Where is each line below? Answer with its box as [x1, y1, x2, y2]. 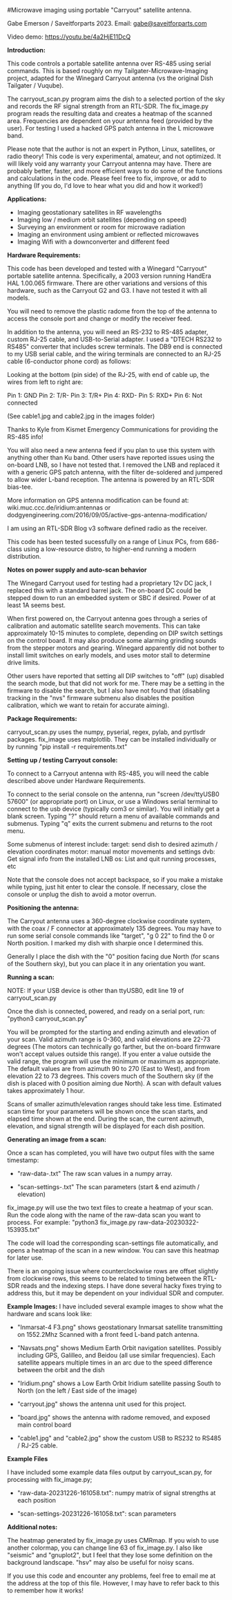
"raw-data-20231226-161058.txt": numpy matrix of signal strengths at [17, 1489, 216, 1497]
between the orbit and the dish [17, 1366, 105, 1374]
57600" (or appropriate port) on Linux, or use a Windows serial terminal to [7, 798, 218, 805]
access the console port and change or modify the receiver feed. [7, 314, 192, 322]
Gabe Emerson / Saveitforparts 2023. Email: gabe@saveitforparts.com [7, 19, 207, 27]
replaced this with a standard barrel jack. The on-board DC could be [7, 586, 202, 595]
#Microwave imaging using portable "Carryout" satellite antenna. [7, 6, 192, 14]
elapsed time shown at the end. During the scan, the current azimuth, [7, 1115, 204, 1123]
